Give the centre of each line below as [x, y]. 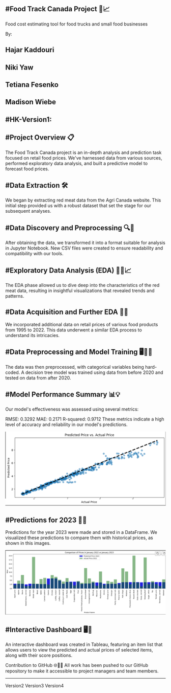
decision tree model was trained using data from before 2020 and [94, 372]
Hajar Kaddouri [30, 50]
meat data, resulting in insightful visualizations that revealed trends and [80, 290]
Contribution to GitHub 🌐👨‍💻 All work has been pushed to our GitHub [77, 665]
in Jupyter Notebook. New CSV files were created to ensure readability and [84, 248]
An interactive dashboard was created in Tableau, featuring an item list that [84, 644]
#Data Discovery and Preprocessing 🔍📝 [70, 228]
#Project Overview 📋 [40, 138]
